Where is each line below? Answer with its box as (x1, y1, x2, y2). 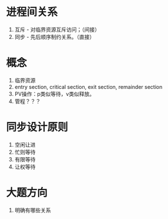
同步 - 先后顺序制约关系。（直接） (14, 33, 95, 40)
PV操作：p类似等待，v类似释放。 (14, 90, 95, 97)
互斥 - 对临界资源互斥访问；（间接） (14, 26, 100, 33)
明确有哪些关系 (14, 207, 51, 214)
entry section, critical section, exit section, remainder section (14, 83, 163, 90)
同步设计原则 (6, 121, 69, 134)
